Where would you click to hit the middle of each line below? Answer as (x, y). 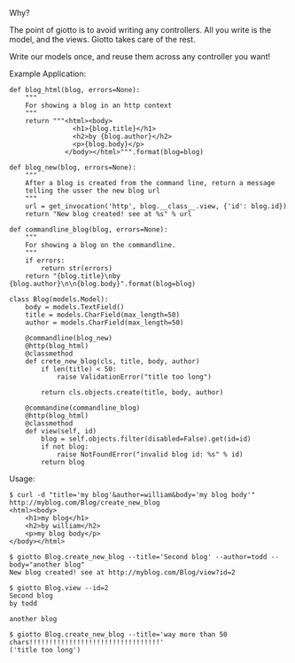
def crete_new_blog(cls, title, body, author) (113, 362)
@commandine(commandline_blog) (83, 408)
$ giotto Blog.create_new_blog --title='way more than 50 (118, 635)
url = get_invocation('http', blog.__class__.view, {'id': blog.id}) (156, 207)
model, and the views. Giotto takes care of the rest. (103, 39)
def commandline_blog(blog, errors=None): (89, 230)
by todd (23, 604)
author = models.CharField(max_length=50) (105, 323)
